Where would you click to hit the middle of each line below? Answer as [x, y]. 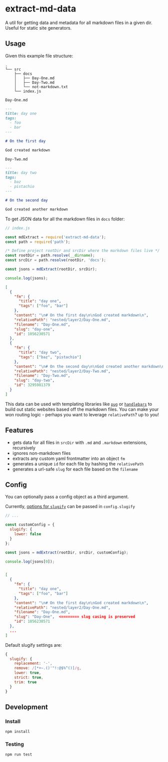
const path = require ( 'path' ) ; [38, 242]
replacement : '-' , [33, 664]
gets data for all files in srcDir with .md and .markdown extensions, [80, 442]
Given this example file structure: [39, 56]
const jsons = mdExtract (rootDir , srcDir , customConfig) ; [67, 552]
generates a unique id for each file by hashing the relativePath [78, 463]
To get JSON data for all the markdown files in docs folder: [65, 219]
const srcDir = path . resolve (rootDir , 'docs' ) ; [56, 260]
